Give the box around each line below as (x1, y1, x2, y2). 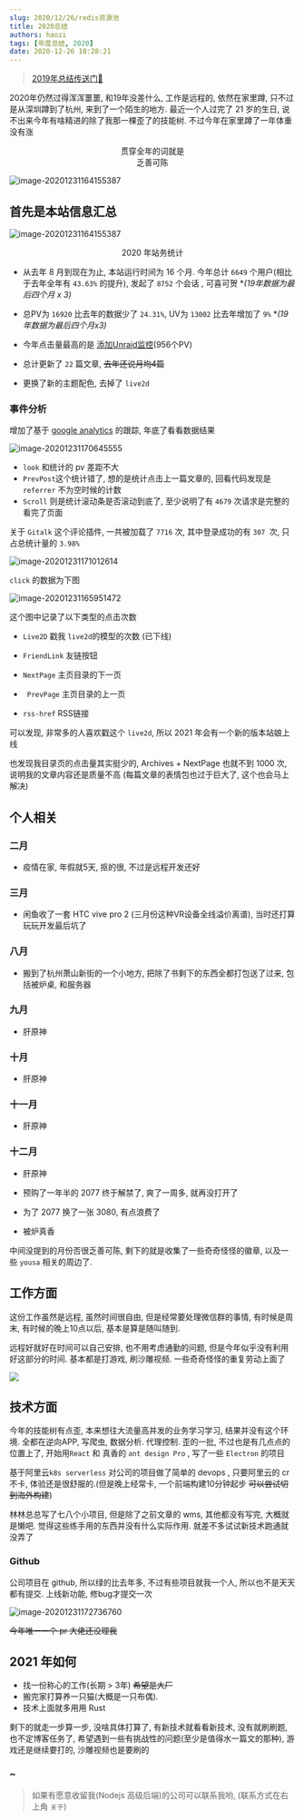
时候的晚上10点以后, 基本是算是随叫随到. (29, 1323, 181, 1333)
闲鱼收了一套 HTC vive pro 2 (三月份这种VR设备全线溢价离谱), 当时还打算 (22, 909, 296, 920)
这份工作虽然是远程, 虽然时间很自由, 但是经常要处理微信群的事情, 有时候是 (9, 1311, 286, 1322)
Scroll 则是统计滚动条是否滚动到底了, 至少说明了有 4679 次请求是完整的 (22, 496, 290, 507)
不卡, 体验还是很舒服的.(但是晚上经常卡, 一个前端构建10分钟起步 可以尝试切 (9, 1479, 289, 1490)
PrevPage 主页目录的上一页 (26, 689, 126, 700)
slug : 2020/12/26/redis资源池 (9, 13, 120, 23)
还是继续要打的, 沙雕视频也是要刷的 (16, 1745, 150, 1756)
